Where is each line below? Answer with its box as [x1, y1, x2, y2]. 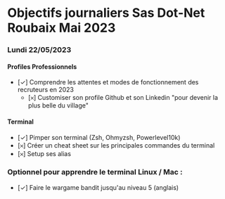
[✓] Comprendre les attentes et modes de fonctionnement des [17, 78, 199, 86]
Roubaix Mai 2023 [7, 20, 116, 36]
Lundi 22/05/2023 [7, 45, 72, 55]
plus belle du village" [27, 101, 89, 110]
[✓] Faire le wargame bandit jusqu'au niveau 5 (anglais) [17, 183, 179, 191]
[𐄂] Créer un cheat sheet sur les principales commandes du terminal [17, 141, 215, 149]
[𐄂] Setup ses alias [17, 149, 72, 158]
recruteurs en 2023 [17, 86, 74, 94]
